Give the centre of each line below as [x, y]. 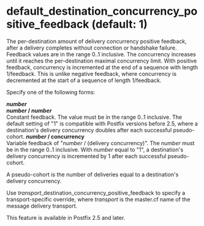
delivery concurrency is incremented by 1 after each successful [86, 156]
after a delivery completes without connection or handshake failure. [92, 48]
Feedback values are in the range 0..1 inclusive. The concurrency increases [101, 54]
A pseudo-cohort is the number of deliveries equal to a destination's [93, 174]
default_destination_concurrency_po [102, 11]
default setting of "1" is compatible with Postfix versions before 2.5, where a [102, 123]
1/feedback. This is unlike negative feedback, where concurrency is [91, 73]
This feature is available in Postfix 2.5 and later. [66, 217]
